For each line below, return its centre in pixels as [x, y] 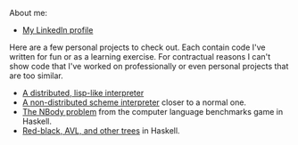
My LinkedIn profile [58, 30]
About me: [28, 13]
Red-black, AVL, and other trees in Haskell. [101, 131]
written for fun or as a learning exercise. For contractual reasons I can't [140, 56]
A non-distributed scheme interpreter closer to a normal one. [134, 102]
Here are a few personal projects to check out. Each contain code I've [137, 47]
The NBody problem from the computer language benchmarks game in [153, 112]
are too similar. [37, 76]
